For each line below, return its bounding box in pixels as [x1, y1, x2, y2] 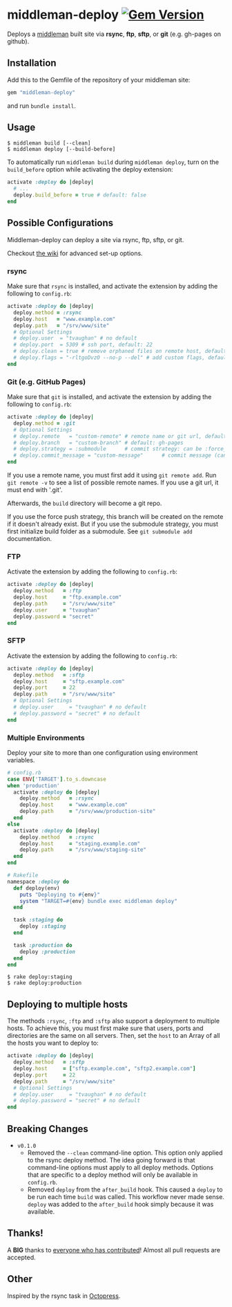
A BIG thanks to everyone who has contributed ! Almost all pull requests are [7, 1245, 221, 1254]
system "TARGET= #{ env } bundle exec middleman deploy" [19, 897, 177, 904]
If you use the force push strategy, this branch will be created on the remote [7, 513, 224, 521]
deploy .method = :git [13, 419, 76, 427]
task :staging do [13, 917, 64, 924]
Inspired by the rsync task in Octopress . [7, 1291, 121, 1300]
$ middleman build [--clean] [7, 140, 91, 147]
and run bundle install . [7, 101, 76, 110]
